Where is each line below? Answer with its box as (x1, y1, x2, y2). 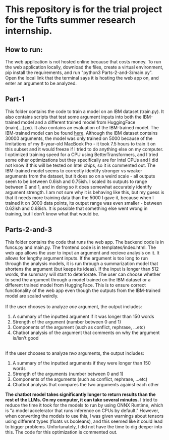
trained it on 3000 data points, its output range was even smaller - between (5, 200, 162, 206)
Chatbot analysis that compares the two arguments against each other (12, 381, 159, 387)
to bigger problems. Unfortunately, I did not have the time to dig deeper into (5, 423, 162, 429)
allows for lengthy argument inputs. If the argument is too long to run (5, 255, 148, 261)
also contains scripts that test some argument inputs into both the (5, 114, 142, 120)
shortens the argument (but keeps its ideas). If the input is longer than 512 (5, 266, 159, 272)
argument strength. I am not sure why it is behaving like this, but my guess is (5, 189, 164, 195)
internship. (5, 25, 52, 36)
